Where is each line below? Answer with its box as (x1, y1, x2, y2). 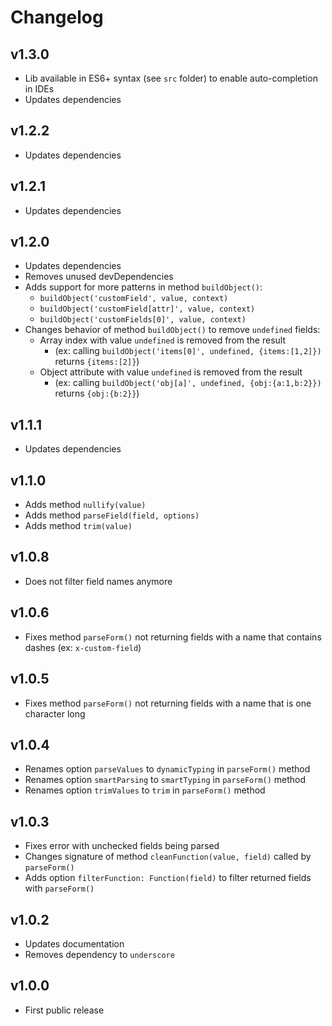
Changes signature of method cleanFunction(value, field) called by (24, 851, 312, 863)
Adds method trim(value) (24, 520, 133, 532)
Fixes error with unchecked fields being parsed (24, 840, 220, 852)
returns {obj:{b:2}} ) (54, 387, 140, 400)
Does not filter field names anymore (24, 575, 173, 587)
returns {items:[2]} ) (54, 356, 140, 368)
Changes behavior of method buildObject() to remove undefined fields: (24, 324, 321, 336)
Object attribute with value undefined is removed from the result (39, 366, 303, 378)
